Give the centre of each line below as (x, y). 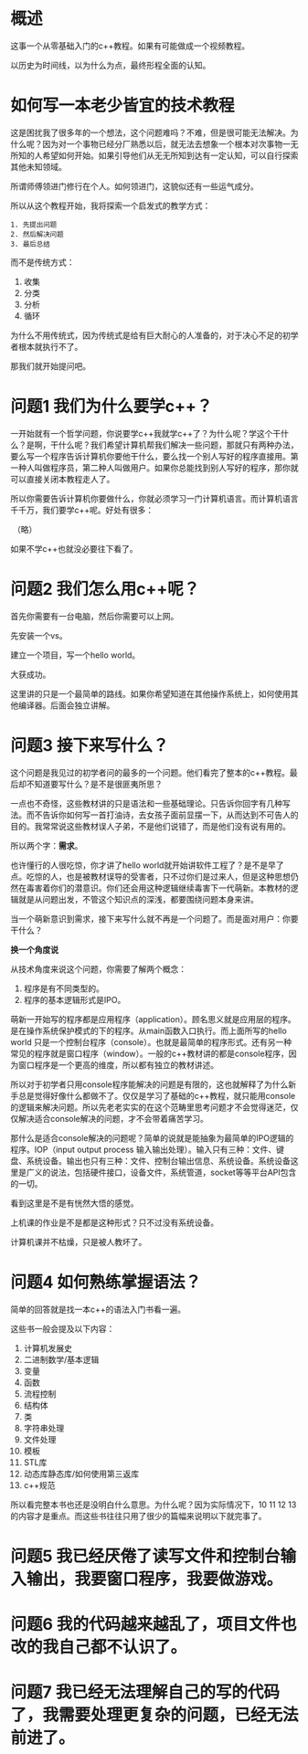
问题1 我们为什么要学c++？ (112, 407)
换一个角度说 (34, 949)
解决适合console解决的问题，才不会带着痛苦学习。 (113, 1118)
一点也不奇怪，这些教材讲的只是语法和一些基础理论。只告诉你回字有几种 (146, 803)
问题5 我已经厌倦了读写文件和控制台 (146, 1556)
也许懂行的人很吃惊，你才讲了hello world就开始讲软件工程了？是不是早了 (147, 865)
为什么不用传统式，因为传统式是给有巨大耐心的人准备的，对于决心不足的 (146, 335)
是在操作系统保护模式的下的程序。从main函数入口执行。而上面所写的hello (149, 1030)
